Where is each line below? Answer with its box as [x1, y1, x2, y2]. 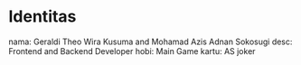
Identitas [8, 6, 77, 27]
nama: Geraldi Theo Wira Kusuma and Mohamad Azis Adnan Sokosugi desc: [8, 36, 293, 47]
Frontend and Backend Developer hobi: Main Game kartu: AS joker [8, 45, 256, 56]
